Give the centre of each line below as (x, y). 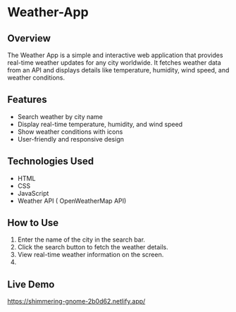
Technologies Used (50, 162)
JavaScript (33, 193)
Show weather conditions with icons (70, 132)
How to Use (33, 223)
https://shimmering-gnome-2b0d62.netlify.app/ (76, 301)
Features (27, 100)
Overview (29, 38)
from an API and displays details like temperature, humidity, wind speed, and (118, 70)
